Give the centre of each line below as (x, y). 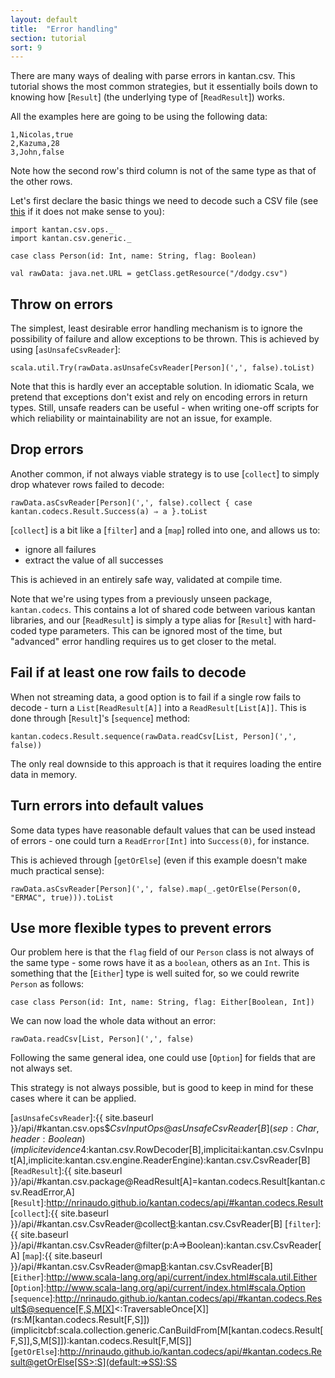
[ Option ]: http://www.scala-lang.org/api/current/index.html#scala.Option (158, 1288)
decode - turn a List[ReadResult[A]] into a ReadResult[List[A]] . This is (158, 707)
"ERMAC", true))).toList (62, 897)
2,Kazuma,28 (35, 144)
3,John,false (37, 152)
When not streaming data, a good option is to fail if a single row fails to (156, 697)
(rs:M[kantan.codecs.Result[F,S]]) (80, 1320)
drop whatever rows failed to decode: (87, 484)
